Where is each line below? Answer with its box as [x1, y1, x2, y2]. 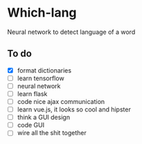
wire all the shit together [17, 129, 87, 137]
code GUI [17, 121, 45, 129]
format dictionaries [17, 66, 71, 74]
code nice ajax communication [17, 98, 105, 105]
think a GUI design [17, 113, 71, 122]
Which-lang [7, 5, 78, 21]
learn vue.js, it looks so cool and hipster [17, 105, 132, 114]
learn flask [17, 89, 48, 98]
